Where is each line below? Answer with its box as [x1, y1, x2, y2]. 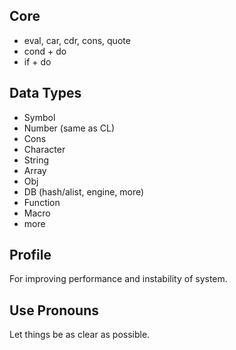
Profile [9, 247, 52, 264]
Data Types [9, 85, 82, 102]
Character [23, 143, 66, 155]
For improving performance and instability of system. [9, 273, 228, 285]
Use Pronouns [9, 302, 100, 319]
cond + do [23, 45, 67, 57]
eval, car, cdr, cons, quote [23, 34, 131, 46]
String [23, 154, 50, 166]
